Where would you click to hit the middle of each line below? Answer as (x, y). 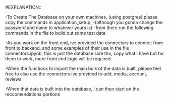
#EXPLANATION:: (23, 7)
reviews (13, 79)
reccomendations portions (33, 94)
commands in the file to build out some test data (55, 33)
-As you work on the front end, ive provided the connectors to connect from (84, 43)
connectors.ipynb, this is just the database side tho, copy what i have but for (84, 53)
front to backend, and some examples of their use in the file (67, 48)
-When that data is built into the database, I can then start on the (72, 89)
